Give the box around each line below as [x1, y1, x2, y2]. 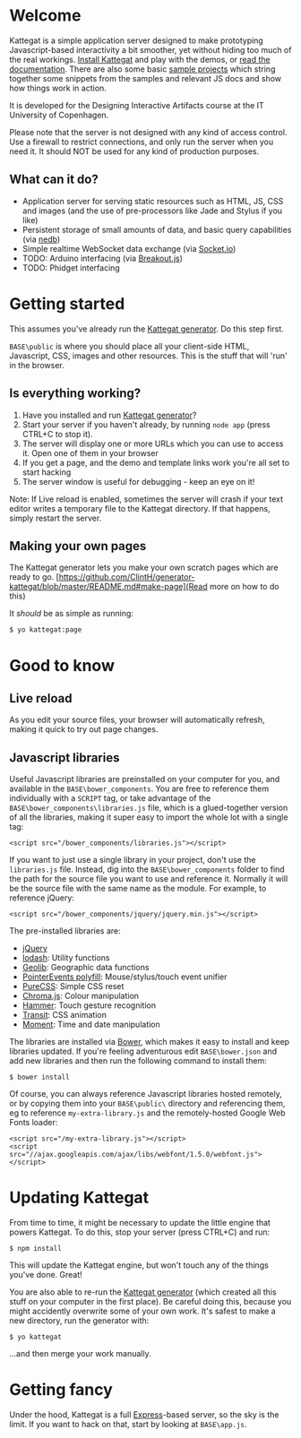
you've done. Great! [9, 1270, 82, 1280]
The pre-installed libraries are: [9, 926, 121, 936]
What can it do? [9, 172, 99, 187]
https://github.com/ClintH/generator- [58, 572, 195, 582]
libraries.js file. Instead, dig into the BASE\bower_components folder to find [9, 864, 285, 874]
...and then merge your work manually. [9, 1348, 151, 1359]
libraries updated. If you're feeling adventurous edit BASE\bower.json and [9, 1046, 278, 1057]
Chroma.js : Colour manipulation [21, 991, 140, 1002]
